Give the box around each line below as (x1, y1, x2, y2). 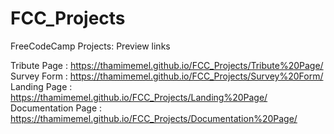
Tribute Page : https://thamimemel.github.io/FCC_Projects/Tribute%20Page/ (10, 59, 324, 71)
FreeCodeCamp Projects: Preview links (10, 40, 171, 52)
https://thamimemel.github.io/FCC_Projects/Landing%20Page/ (10, 91, 268, 103)
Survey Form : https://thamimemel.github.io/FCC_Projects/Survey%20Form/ (10, 70, 324, 82)
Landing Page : (10, 80, 73, 92)
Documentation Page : (10, 102, 103, 114)
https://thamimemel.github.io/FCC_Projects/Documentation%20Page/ (10, 112, 298, 124)
